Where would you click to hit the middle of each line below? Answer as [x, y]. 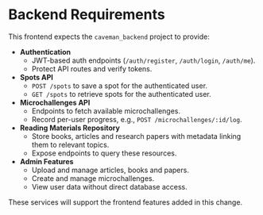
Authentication [45, 52]
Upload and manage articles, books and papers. [110, 170]
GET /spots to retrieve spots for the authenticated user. [122, 94]
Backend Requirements [87, 15]
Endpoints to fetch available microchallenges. [106, 111]
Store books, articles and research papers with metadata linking [136, 136]
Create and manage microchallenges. [93, 178]
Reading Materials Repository [70, 128]
